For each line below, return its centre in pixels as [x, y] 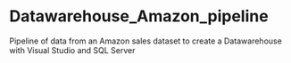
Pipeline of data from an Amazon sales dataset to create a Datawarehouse [146, 41]
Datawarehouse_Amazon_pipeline [139, 16]
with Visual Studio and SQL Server [72, 50]
